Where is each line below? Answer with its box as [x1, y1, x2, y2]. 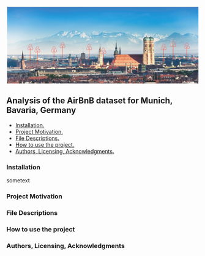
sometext [6, 177, 30, 184]
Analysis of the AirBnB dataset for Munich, [6, 96, 173, 106]
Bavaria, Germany [6, 105, 76, 115]
